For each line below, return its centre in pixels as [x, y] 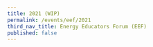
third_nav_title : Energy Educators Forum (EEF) [77, 26]
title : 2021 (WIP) [34, 13]
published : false [32, 33]
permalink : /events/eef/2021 [49, 20]
